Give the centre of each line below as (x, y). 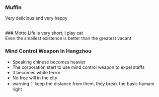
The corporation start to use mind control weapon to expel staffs (79, 67)
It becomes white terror (36, 72)
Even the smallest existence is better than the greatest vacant (68, 38)
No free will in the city (35, 78)
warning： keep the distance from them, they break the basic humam (83, 84)
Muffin (13, 7)
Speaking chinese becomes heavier (49, 62)
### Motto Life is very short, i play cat (44, 33)
